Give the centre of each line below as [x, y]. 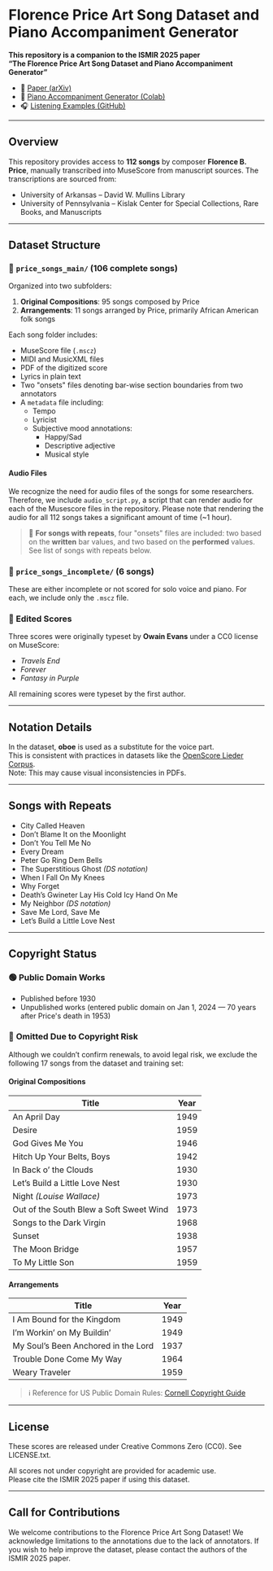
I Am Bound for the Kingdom [67, 1319]
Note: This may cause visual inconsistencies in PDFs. [97, 773]
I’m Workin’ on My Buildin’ [62, 1333]
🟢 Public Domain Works [57, 978]
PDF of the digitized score [64, 368]
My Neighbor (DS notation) [65, 903]
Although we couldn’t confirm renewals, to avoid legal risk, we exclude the [133, 1054]
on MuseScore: [34, 645]
